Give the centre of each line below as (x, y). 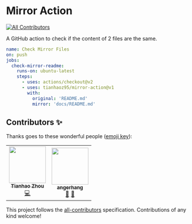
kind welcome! (24, 216)
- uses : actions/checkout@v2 (57, 82)
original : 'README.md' (60, 98)
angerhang (70, 187)
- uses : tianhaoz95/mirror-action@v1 (68, 88)
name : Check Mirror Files (38, 49)
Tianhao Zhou (27, 186)
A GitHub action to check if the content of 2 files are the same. (82, 38)
